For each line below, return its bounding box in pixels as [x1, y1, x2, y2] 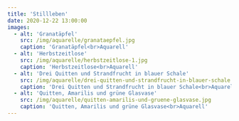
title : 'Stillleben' [7, 10, 69, 18]
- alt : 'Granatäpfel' [14, 30, 78, 38]
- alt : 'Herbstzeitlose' [14, 51, 87, 58]
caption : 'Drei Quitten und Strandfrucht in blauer [20, 83, 176, 90]
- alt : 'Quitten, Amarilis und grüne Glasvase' [14, 90, 158, 97]
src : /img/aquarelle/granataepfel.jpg [20, 37, 135, 44]
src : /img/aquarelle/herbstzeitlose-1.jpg [20, 57, 148, 64]
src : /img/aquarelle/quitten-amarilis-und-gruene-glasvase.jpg [20, 97, 212, 104]
